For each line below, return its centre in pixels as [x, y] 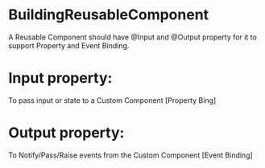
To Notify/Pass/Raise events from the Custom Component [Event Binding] [131, 155]
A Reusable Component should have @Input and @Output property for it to [133, 37]
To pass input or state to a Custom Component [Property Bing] [112, 100]
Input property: [60, 78]
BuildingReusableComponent [109, 15]
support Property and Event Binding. [69, 45]
